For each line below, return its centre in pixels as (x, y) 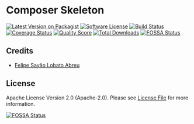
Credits (20, 51)
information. (21, 104)
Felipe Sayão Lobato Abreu (47, 65)
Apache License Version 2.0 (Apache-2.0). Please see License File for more (97, 98)
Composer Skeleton (55, 10)
